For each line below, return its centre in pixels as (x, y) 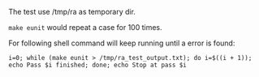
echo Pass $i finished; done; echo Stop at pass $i (97, 65)
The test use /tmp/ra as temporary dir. (72, 12)
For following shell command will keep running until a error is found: (122, 43)
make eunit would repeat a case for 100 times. (85, 27)
